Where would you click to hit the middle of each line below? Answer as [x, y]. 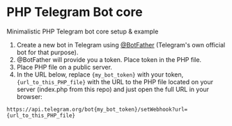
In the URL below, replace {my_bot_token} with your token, [100, 74]
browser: [29, 96]
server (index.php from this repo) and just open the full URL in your [113, 89]
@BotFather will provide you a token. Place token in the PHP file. [109, 59]
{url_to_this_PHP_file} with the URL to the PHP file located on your [115, 81]
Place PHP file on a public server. [64, 67]
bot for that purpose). [47, 52]
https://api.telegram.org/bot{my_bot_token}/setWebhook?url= [97, 109]
